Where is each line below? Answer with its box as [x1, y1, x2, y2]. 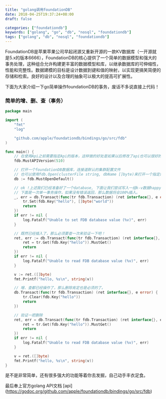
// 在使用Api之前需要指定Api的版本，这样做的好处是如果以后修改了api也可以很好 [14, 154, 159, 159]
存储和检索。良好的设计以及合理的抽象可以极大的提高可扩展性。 [5, 73, 135, 79]
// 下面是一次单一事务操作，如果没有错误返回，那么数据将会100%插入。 [14, 190, 140, 195]
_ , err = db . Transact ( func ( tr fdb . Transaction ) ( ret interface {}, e [14, 194, 158, 200]
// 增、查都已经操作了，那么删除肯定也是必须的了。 [14, 286, 105, 290]
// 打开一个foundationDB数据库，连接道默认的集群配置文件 [14, 167, 121, 173]
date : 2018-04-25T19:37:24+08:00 [5, 12, 74, 17]
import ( [5, 118, 23, 123]
